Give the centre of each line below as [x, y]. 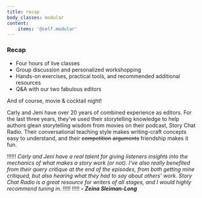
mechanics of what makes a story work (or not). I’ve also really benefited [99, 163]
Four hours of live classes [48, 63]
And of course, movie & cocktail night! [54, 101]
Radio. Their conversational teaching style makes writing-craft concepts [97, 131]
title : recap [23, 12]
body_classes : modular [35, 18]
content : [18, 23]
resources [28, 82]
